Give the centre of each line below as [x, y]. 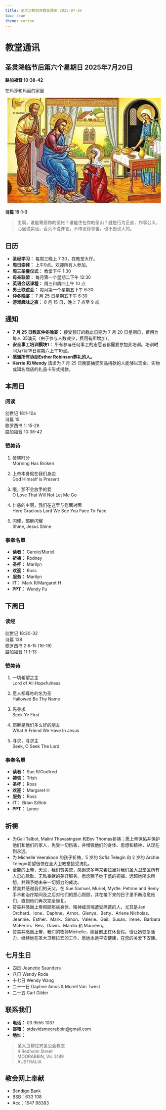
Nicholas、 [141, 913]
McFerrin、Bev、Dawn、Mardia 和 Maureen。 [59, 926]
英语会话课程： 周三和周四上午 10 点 [49, 283]
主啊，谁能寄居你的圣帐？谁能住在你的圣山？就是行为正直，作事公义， [89, 222]
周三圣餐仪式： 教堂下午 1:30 [41, 271]
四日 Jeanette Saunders [37, 968]
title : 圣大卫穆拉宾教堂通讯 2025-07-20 [43, 10]
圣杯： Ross [24, 784]
